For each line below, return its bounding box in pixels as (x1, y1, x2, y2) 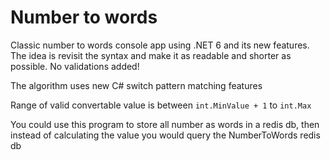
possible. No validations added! (10, 60, 140, 72)
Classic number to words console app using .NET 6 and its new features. (10, 39, 310, 51)
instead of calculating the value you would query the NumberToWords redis (10, 129, 321, 141)
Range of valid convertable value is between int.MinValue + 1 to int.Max (10, 99, 312, 111)
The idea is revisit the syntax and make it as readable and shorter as (10, 49, 292, 61)
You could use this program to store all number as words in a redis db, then (10, 118, 320, 130)
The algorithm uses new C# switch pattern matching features (10, 79, 263, 91)
